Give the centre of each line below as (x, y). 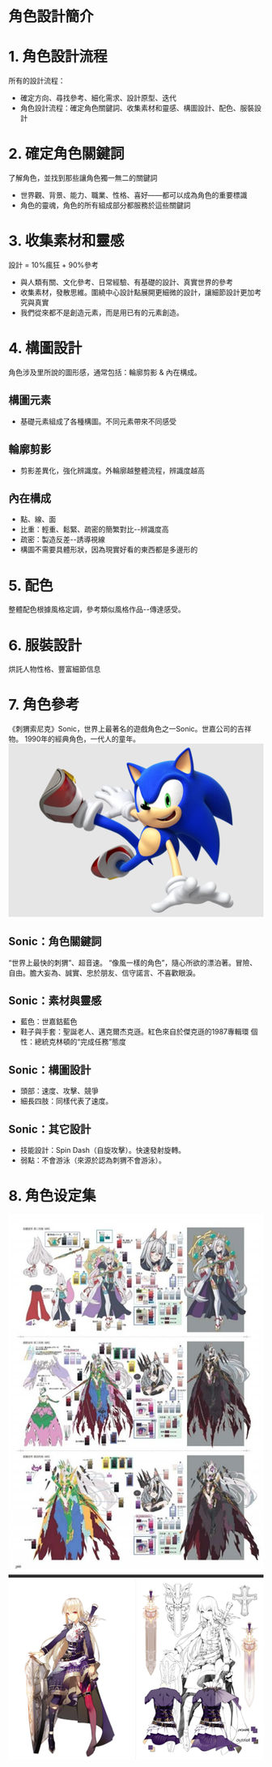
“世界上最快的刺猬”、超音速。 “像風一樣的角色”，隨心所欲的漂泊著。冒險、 (133, 962)
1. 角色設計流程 (58, 57)
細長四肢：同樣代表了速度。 (66, 1101)
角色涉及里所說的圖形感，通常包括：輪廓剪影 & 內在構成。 (105, 372)
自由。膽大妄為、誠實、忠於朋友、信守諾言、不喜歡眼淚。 (104, 972)
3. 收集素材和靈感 (66, 241)
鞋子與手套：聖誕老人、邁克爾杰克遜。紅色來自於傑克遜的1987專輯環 (134, 1032)
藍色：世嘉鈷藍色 (49, 1022)
